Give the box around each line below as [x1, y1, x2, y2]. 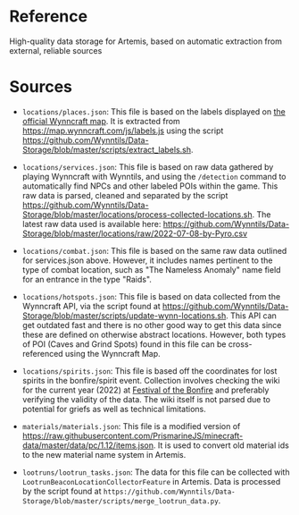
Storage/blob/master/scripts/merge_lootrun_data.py [21, 496, 219, 506]
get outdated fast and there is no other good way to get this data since [21, 319, 282, 330]
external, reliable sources [9, 45, 103, 55]
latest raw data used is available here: [21, 218, 162, 229]
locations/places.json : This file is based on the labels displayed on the [21, 106, 286, 117]
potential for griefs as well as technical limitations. [21, 403, 207, 414]
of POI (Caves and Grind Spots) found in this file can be [21, 338, 227, 350]
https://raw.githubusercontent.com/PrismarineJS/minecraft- [21, 430, 244, 441]
